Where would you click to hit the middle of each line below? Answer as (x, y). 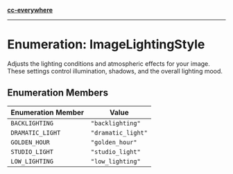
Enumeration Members (58, 93)
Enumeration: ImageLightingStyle (106, 45)
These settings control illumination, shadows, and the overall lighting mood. (115, 71)
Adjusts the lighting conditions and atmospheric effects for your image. (109, 63)
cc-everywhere (30, 10)
